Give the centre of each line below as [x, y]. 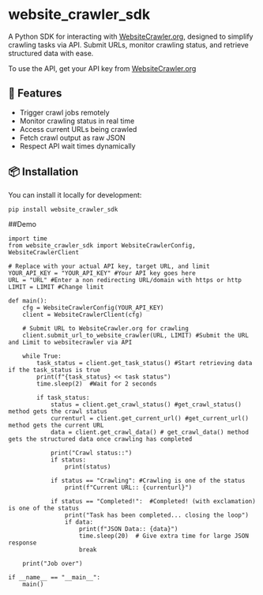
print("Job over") [53, 564]
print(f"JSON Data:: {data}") [128, 529]
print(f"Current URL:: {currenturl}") [128, 488]
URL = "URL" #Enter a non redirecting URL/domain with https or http [125, 281]
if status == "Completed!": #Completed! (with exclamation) [153, 502]
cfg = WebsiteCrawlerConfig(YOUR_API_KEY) [93, 308]
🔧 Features [35, 94]
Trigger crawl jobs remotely [64, 112]
